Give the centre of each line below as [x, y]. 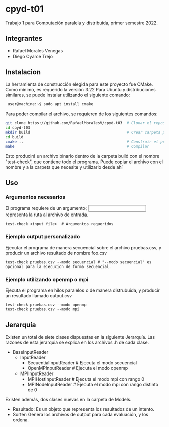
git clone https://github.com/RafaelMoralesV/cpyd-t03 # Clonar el [78, 123]
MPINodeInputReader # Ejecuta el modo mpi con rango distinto [93, 384]
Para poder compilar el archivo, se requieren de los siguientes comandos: [81, 114]
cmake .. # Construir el [82, 142]
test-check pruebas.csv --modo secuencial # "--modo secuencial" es [78, 262]
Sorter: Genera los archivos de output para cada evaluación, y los [80, 414]
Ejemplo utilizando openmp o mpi [47, 279]
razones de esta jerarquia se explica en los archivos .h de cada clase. [77, 342]
